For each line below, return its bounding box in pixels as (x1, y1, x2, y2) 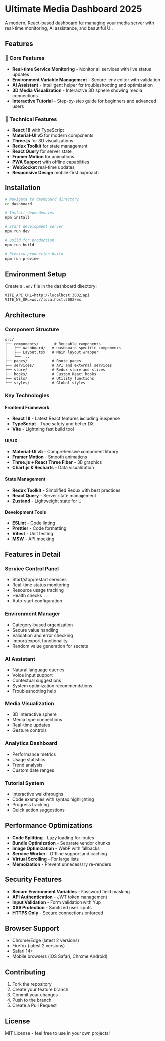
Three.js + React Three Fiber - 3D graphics (12, 459, 102, 465)
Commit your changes (12, 992, 58, 998)
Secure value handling (12, 627, 59, 633)
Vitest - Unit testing (12, 530, 54, 536)
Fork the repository (12, 981, 52, 987)
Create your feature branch (12, 986, 69, 993)
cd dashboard (5, 201, 32, 206)
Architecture (5, 311, 46, 319)
